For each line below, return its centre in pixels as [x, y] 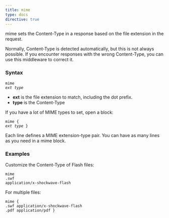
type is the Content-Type [39, 102]
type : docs [17, 15]
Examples [18, 154]
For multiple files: [23, 192]
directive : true [22, 19]
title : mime [18, 10]
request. [14, 39]
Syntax [14, 73]
